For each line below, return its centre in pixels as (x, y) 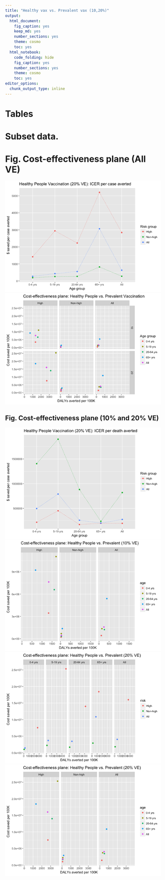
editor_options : (22, 84)
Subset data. (32, 137)
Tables (19, 114)
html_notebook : (25, 52)
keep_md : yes (27, 31)
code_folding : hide (34, 57)
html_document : (25, 21)
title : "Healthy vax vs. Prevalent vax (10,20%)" (57, 10)
